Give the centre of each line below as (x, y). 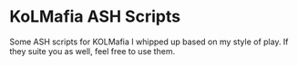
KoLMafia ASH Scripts (95, 17)
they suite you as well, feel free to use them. (92, 51)
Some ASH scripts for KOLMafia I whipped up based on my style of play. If (149, 42)
